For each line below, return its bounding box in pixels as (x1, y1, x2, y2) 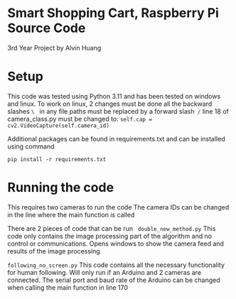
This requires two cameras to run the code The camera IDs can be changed (7, 202, 230, 211)
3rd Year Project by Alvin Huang (7, 43, 102, 52)
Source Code (7, 20, 86, 36)
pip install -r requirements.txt (7, 156, 107, 163)
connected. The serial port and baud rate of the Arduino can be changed (7, 276, 220, 284)
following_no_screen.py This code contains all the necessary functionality (7, 261, 225, 269)
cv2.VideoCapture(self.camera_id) (7, 122, 110, 129)
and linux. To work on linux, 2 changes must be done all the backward (7, 99, 213, 108)
